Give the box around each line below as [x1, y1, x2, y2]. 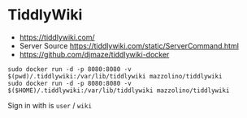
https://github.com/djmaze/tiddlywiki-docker [19, 49, 170, 59]
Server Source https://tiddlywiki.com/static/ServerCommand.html [19, 40, 239, 50]
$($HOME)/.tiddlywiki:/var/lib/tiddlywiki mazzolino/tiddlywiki [7, 86, 230, 95]
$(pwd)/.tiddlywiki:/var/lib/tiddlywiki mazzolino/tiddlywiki [7, 72, 223, 80]
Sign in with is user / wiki [7, 100, 93, 110]
